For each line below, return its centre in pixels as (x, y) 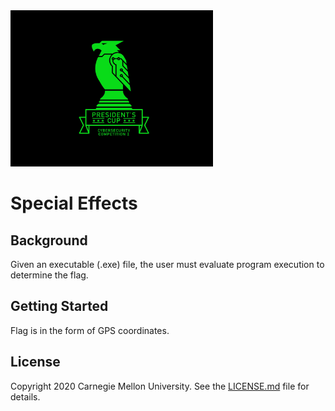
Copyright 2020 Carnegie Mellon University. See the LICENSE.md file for (160, 386)
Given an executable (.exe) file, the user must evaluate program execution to (167, 264)
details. (25, 396)
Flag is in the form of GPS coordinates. (90, 330)
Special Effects (74, 203)
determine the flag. (49, 275)
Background (49, 240)
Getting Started (59, 306)
